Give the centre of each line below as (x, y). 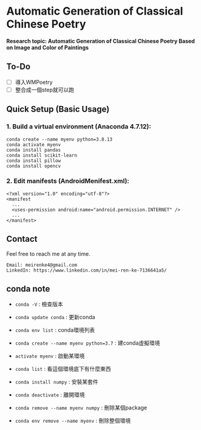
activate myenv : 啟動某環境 (50, 356)
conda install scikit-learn (42, 155)
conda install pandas (34, 150)
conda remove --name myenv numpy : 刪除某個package (81, 408)
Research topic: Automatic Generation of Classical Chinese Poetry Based (101, 41)
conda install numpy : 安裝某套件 (56, 382)
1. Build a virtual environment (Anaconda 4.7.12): (79, 127)
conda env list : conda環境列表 (55, 330)
